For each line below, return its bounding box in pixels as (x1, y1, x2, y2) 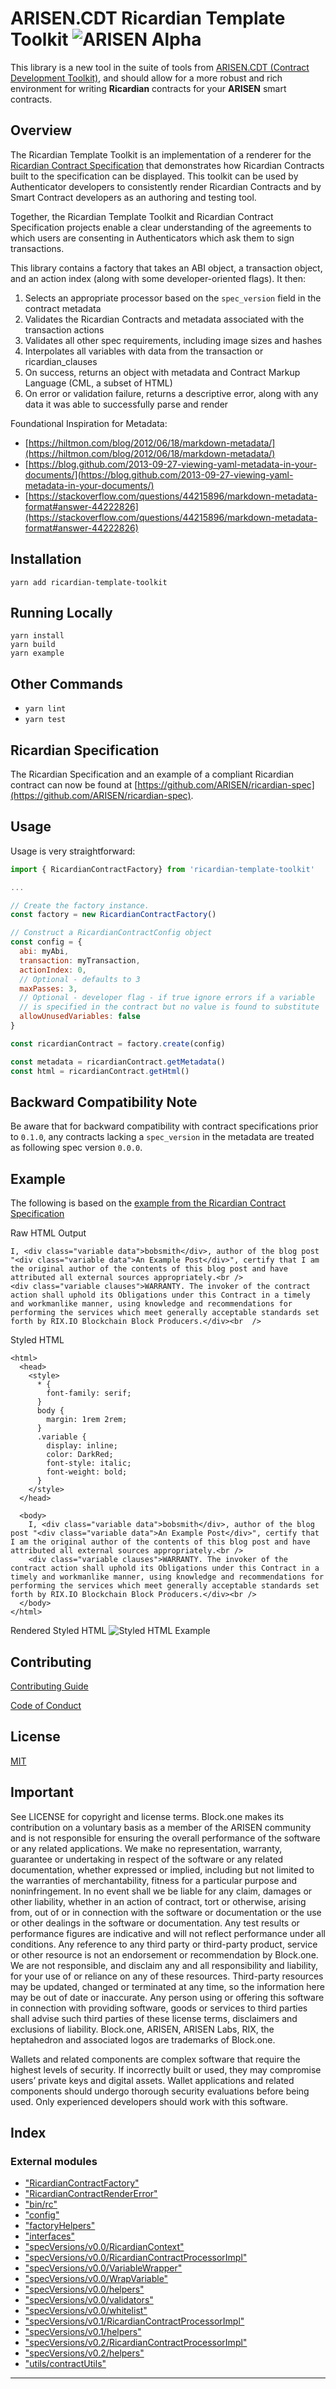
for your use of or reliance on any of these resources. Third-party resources (10, 1970, 324, 1982)
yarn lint (24, 704, 67, 714)
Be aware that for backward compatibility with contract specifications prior (10, 1120, 319, 1132)
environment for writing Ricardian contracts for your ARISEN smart (10, 82, 287, 94)
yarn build (10, 640, 56, 650)
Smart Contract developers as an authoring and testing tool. (10, 191, 257, 203)
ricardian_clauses (24, 355, 98, 367)
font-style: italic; (46, 1458, 132, 1469)
